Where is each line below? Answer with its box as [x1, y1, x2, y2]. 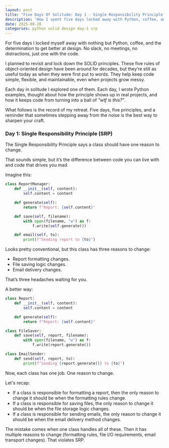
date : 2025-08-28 [5, 21, 42, 27]
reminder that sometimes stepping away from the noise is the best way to [5, 112, 157, 119]
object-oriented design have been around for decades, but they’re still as [5, 66, 157, 72]
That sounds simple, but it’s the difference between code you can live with [5, 157, 159, 163]
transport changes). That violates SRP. [5, 437, 85, 443]
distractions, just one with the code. [5, 51, 79, 57]
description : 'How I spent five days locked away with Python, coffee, [5, 17, 158, 22]
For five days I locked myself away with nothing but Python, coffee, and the [5, 40, 162, 46]
